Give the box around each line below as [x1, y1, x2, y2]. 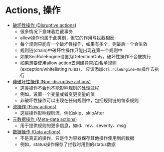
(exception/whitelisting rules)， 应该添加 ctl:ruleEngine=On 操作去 [20, 66, 155, 72]
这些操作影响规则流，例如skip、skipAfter [20, 110, 104, 116]
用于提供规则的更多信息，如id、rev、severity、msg [20, 122, 126, 128]
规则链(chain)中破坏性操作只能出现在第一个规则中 [20, 47, 123, 53]
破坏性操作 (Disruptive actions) [12, 22, 77, 28]
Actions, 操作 [5, 5, 61, 16]
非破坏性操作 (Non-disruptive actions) [12, 78, 91, 84]
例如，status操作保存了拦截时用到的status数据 [20, 141, 116, 147]
